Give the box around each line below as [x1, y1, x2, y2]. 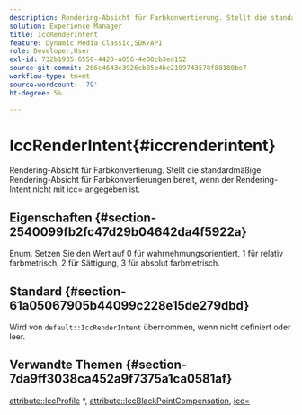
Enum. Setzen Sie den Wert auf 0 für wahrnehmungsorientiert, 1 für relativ [9, 248, 284, 259]
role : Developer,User [9, 47, 91, 56]
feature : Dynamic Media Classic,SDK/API [9, 38, 164, 48]
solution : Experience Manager [9, 22, 123, 31]
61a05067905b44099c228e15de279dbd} [9, 298, 250, 313]
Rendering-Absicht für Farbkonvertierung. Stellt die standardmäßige [9, 165, 262, 176]
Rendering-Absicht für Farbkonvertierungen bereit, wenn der [9, 175, 235, 185]
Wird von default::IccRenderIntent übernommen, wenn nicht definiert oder [9, 321, 291, 333]
